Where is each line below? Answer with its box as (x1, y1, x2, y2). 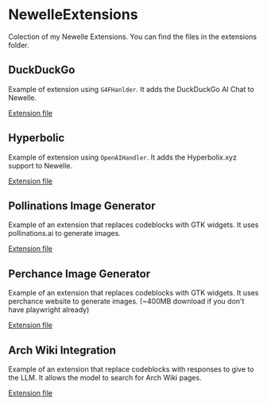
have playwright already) (8, 305, 90, 314)
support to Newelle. (8, 160, 73, 170)
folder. (8, 40, 29, 49)
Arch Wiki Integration (8, 343, 117, 357)
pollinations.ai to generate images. (8, 229, 121, 238)
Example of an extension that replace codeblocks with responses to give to (8, 364, 254, 374)
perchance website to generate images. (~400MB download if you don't (8, 296, 245, 307)
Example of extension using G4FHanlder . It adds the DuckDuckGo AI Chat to (8, 84, 254, 94)
